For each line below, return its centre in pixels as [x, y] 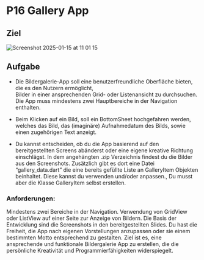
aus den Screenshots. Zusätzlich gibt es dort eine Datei [85, 163]
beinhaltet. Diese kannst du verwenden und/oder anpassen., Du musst [104, 176]
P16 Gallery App [48, 11]
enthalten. [28, 107]
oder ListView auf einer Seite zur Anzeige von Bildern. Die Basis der [92, 218]
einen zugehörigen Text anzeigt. [56, 132]
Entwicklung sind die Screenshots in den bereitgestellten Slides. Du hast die [102, 225]
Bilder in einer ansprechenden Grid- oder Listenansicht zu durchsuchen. [106, 94]
